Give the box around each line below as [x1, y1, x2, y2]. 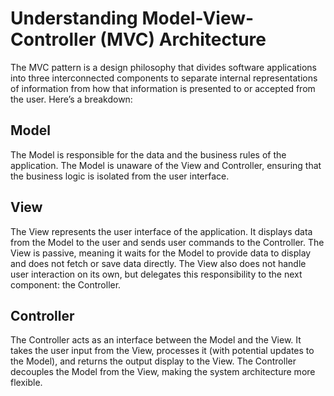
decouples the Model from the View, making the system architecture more [10, 366, 316, 378]
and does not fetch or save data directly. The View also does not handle [10, 257, 307, 269]
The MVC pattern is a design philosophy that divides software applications [10, 61, 318, 73]
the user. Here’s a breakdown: [10, 93, 133, 105]
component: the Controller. [10, 278, 122, 291]
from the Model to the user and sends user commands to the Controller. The [10, 236, 325, 248]
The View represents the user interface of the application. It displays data [10, 225, 313, 237]
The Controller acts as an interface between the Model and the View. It [10, 334, 302, 346]
